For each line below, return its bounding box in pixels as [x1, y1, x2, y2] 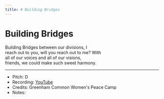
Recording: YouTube [12, 79, 53, 85]
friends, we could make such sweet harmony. [5, 59, 97, 66]
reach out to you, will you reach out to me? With [5, 49, 102, 55]
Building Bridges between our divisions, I [5, 44, 87, 50]
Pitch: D [12, 74, 28, 79]
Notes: [12, 89, 26, 95]
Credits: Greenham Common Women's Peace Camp [12, 84, 117, 90]
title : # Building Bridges [5, 7, 60, 12]
